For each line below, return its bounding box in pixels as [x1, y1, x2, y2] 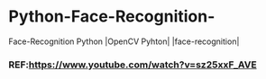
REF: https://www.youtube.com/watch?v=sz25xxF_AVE [8, 58, 258, 71]
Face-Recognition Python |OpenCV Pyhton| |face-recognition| [8, 36, 240, 47]
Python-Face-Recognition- [8, 6, 216, 27]
